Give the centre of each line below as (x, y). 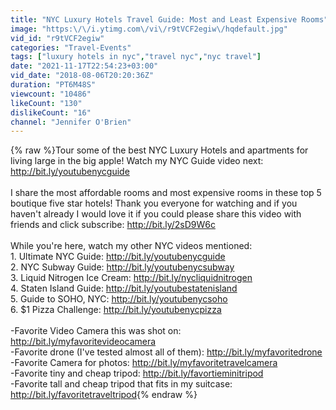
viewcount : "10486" (51, 94)
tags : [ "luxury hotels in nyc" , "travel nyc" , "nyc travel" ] (136, 57)
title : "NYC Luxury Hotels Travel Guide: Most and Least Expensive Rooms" (169, 19)
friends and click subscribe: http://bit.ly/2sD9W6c (113, 225)
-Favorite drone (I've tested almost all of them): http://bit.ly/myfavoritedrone (166, 352)
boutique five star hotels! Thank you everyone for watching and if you (154, 203)
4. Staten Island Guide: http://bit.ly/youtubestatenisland (124, 288)
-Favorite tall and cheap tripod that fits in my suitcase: (121, 384)
